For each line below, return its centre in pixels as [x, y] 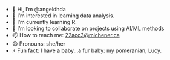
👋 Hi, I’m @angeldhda [39, 9]
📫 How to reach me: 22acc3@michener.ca [66, 35]
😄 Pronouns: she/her [38, 44]
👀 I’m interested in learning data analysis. [63, 16]
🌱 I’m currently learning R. [44, 22]
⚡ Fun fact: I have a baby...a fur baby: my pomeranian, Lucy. [87, 50]
